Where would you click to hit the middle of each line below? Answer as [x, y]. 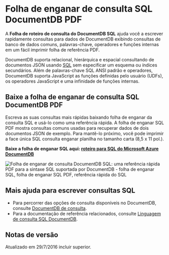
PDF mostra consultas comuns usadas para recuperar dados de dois [77, 128]
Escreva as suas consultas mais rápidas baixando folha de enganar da [79, 117]
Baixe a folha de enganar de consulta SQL [72, 97]
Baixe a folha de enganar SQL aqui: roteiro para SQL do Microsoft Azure [82, 149]
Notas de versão [32, 234]
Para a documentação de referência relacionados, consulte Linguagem [87, 213]
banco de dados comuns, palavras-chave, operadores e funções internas [82, 44]
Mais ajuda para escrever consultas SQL [70, 191]
